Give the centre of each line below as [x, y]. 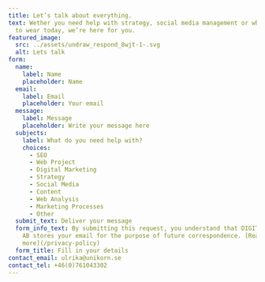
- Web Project [52, 163]
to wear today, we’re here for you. [75, 30]
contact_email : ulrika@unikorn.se [65, 258]
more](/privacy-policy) [62, 243]
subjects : [31, 133]
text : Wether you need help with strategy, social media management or [128, 23]
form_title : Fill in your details [72, 250]
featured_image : [35, 38]
